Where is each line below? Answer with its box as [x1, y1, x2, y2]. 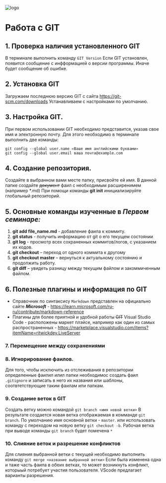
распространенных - [12, 324, 57, 330]
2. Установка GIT [5, 80, 59, 88]
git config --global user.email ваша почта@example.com [5, 151, 123, 156]
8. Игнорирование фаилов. [5, 355, 74, 362]
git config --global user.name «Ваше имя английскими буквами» [5, 146, 139, 151]
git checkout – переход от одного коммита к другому [12, 249, 126, 255]
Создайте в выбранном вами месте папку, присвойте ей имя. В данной [5, 177, 157, 183]
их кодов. [12, 244, 33, 250]
